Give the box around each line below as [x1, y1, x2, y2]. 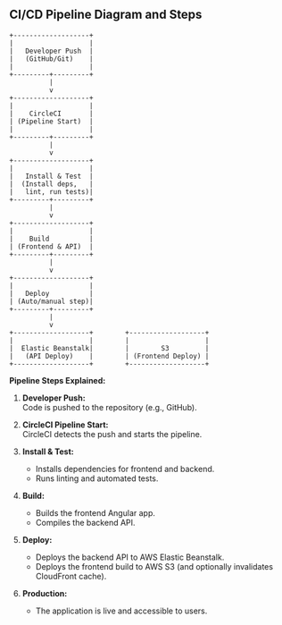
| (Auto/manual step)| [9, 297, 94, 306]
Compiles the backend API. [35, 517, 136, 528]
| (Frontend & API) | [9, 241, 94, 251]
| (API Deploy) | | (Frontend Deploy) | [9, 351, 210, 360]
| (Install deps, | [9, 179, 94, 189]
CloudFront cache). [35, 570, 107, 581]
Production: [21, 587, 68, 598]
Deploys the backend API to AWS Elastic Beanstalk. [35, 552, 225, 562]
